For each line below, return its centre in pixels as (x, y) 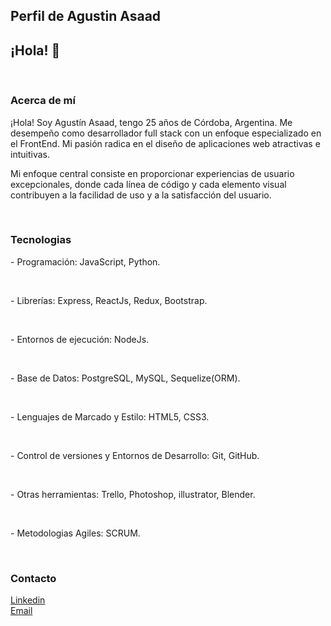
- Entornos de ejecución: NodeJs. (80, 339)
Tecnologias (41, 240)
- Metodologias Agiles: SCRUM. (75, 533)
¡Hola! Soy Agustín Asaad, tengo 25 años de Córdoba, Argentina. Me (151, 122)
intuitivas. (30, 154)
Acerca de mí (43, 101)
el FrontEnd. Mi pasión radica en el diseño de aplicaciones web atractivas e (165, 143)
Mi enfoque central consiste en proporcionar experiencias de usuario (152, 173)
